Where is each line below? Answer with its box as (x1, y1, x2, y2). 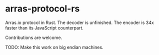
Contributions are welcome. (5, 34, 62, 40)
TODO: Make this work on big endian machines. (5, 44, 103, 50)
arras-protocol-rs (5, 3, 80, 14)
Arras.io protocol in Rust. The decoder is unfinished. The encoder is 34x (5, 19, 154, 25)
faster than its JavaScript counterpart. (5, 24, 84, 30)
